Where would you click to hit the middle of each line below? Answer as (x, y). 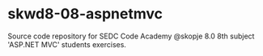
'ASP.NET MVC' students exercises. (67, 44)
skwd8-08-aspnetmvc (85, 14)
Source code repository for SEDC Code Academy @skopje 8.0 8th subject (131, 36)
